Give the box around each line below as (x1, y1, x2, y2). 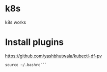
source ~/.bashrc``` (5, 62, 48, 67)
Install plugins (5, 36, 64, 48)
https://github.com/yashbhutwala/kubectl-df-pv (5, 53, 102, 59)
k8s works (5, 19, 26, 25)
